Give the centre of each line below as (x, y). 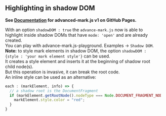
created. (14, 40)
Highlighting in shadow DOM (50, 8)
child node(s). (19, 66)
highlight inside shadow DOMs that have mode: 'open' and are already (77, 35)
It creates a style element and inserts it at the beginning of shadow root (78, 61)
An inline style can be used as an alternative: (51, 77)
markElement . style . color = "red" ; (49, 100)
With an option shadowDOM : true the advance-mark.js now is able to (74, 30)
